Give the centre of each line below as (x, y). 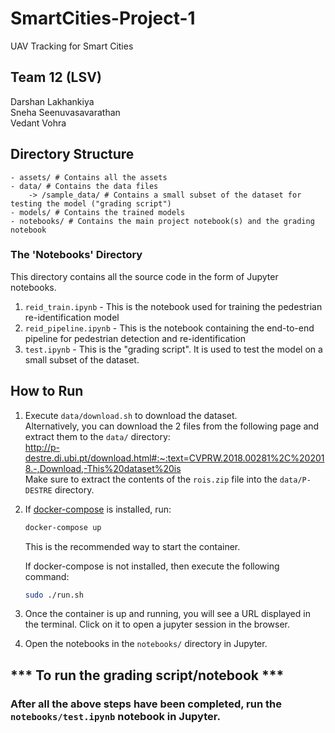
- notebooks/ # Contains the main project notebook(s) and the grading (162, 221)
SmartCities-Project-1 (103, 18)
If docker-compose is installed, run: (98, 509)
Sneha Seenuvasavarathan (65, 112)
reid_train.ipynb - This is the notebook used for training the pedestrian (173, 306)
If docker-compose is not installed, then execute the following (152, 566)
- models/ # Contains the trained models (98, 212)
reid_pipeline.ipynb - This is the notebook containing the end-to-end (169, 328)
